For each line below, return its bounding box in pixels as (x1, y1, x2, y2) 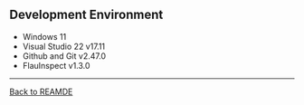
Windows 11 (22, 31, 67, 42)
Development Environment (9, 7, 164, 23)
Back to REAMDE (9, 86, 73, 97)
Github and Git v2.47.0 (22, 50, 107, 62)
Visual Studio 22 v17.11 (22, 41, 106, 52)
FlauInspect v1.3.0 (22, 60, 90, 71)
